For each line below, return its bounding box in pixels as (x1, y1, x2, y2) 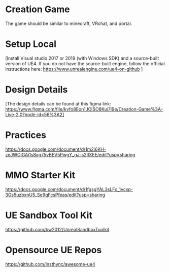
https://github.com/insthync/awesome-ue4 (5, 261, 95, 267)
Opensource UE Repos (5, 244, 102, 256)
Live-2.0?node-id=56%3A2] (5, 111, 64, 118)
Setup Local (5, 38, 57, 50)
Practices (5, 129, 47, 141)
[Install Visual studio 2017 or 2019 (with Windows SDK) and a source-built (5, 55, 159, 61)
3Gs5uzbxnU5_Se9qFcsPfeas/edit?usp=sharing (5, 192, 106, 198)
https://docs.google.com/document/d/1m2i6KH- (5, 146, 107, 152)
